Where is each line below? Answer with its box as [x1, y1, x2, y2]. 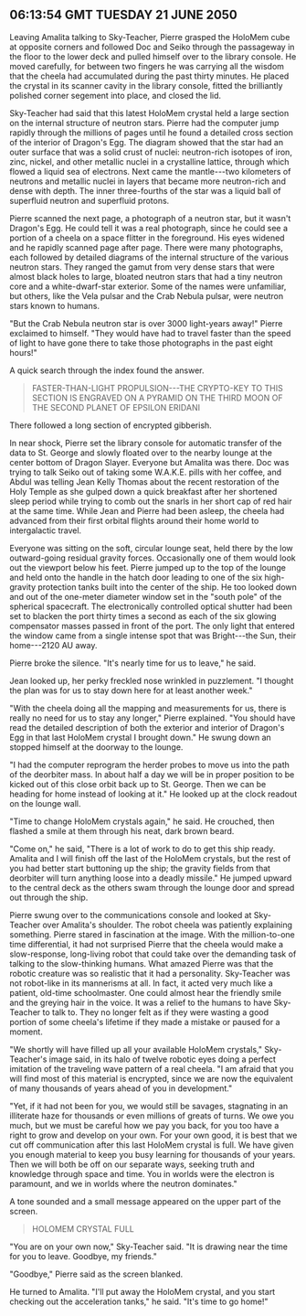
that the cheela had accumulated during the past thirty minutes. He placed [9, 70, 290, 81]
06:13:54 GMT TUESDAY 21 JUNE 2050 [9, 7, 237, 23]
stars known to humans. [9, 300, 100, 311]
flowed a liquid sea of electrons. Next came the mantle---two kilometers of [9, 166, 291, 177]
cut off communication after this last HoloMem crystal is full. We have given [9, 1139, 294, 1150]
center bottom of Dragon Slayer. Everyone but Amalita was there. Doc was [9, 456, 290, 467]
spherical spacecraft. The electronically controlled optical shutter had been [9, 601, 293, 612]
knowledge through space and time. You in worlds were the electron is [9, 1168, 275, 1179]
